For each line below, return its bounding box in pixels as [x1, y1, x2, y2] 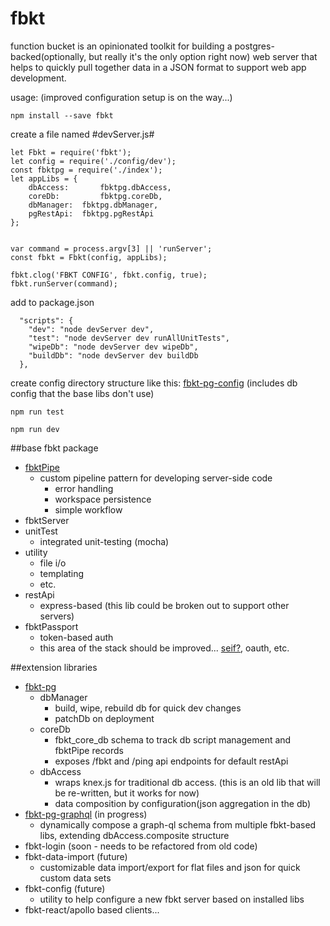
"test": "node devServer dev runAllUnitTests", [28, 333, 230, 343]
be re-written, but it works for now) [54, 787, 200, 799]
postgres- [234, 40, 275, 52]
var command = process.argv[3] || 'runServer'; [10, 243, 213, 254]
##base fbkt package [10, 442, 99, 454]
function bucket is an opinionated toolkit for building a [10, 40, 233, 52]
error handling [54, 482, 114, 494]
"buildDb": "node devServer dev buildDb [28, 350, 199, 361]
